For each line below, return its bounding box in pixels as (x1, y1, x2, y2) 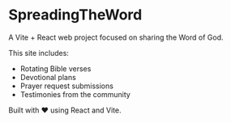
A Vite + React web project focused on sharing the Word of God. (8, 32, 224, 42)
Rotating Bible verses (19, 63, 92, 74)
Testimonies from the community (19, 89, 131, 99)
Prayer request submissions (19, 81, 113, 91)
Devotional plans (19, 72, 77, 82)
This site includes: (8, 48, 69, 57)
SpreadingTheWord (8, 6, 143, 24)
